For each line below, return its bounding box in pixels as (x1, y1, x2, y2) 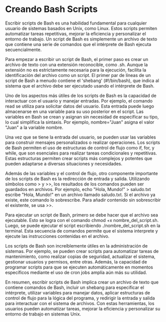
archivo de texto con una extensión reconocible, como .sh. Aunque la (5, 61, 148, 67)
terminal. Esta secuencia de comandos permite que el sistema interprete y (5, 227, 158, 233)
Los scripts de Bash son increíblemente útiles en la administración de (5, 242, 148, 248)
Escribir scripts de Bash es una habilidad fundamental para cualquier (5, 20, 147, 26)
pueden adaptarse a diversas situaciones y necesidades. (5, 160, 122, 166)
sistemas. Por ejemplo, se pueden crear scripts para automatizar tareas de (5, 248, 159, 254)
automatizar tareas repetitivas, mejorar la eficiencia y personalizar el (5, 30, 146, 36)
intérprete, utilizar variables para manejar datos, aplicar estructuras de (5, 289, 150, 295)
